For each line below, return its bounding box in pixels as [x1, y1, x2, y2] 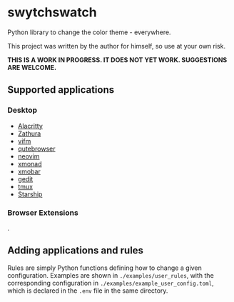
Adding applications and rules [7, 244, 144, 257]
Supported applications [7, 84, 115, 96]
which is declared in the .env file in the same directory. [7, 286, 168, 295]
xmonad [17, 159, 42, 168]
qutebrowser [17, 144, 56, 153]
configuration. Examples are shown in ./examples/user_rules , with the [7, 271, 214, 279]
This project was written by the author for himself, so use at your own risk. [7, 41, 226, 50]
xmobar [17, 167, 41, 176]
